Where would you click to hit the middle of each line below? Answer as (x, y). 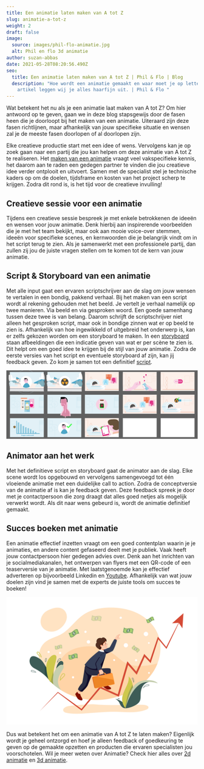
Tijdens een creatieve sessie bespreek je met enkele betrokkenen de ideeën (101, 218)
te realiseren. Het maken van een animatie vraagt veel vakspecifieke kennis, (101, 159)
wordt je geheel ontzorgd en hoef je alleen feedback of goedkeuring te (95, 741)
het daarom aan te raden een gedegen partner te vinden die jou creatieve (98, 165)
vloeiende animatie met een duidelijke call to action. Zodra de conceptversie (102, 483)
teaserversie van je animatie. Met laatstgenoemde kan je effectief (88, 569)
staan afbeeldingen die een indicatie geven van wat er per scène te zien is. (100, 342)
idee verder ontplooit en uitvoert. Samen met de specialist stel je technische (101, 172)
